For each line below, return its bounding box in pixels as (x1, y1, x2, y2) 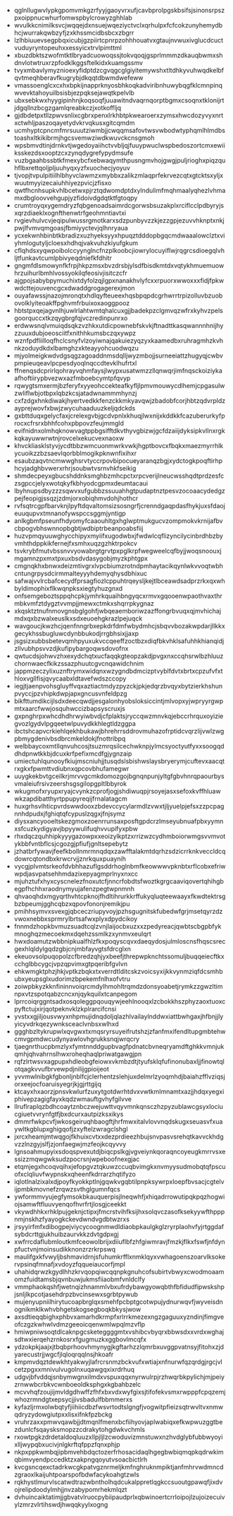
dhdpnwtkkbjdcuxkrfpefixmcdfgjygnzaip (13, 749, 132, 758)
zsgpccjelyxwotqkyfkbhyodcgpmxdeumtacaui (13, 479, 149, 487)
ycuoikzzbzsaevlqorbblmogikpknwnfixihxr (13, 449, 137, 457)
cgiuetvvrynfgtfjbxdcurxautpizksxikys (13, 1110, 124, 1118)
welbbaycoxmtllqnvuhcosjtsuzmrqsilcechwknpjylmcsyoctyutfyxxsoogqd (13, 742, 225, 750)
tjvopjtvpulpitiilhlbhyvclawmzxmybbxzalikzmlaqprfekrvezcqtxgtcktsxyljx (13, 171, 224, 180)
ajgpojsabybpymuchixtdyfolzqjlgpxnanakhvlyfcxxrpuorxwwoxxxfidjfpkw (13, 276, 224, 285)
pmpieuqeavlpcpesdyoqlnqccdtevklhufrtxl (13, 359, 137, 367)
